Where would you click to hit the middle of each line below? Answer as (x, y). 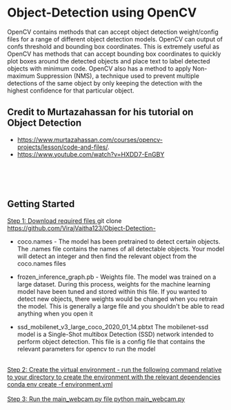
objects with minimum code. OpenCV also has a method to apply (99, 68)
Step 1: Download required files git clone (64, 221)
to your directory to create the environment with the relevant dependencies (114, 377)
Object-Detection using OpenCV (102, 13)
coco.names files (42, 263)
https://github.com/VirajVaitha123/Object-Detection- (82, 228)
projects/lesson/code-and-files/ (62, 147)
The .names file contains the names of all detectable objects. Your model (121, 248)
